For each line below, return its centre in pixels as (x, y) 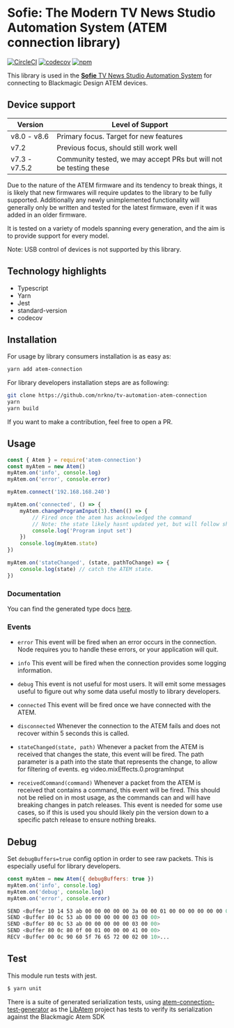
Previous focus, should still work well (117, 147)
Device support (41, 105)
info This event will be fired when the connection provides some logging (122, 663)
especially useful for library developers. (64, 866)
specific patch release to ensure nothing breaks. (87, 820)
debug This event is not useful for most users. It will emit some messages (122, 684)
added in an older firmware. (47, 215)
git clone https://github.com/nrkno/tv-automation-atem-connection (107, 396)
